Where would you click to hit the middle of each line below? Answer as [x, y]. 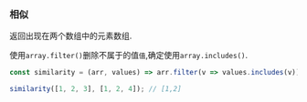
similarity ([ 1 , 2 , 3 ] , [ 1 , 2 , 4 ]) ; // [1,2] [95, 89]
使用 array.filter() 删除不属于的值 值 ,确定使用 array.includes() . [129, 56]
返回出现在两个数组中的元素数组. [71, 36]
